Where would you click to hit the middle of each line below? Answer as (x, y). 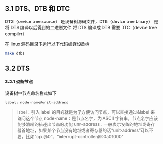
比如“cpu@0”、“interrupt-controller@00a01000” (74, 137)
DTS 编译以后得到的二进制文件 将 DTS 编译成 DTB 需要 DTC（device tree (84, 27)
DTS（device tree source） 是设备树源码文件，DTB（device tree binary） (79, 21)
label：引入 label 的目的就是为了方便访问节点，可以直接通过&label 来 (86, 112)
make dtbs (15, 53)
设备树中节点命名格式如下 (31, 93)
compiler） (16, 34)
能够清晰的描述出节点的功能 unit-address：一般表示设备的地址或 (82, 124)
